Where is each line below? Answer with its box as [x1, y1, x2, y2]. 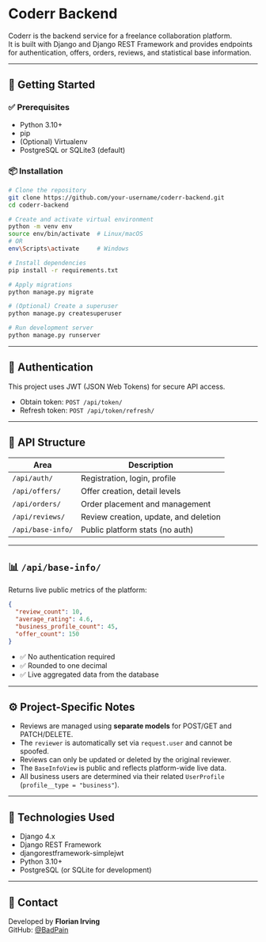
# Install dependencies [8, 259, 87, 267]
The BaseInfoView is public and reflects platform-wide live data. [19, 763, 227, 773]
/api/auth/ [12, 473, 53, 483]
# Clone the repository [8, 186, 87, 194]
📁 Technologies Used [8, 811, 115, 824]
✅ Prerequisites [8, 102, 70, 113]
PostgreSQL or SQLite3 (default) [19, 145, 126, 154]
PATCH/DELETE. [19, 730, 74, 739]
